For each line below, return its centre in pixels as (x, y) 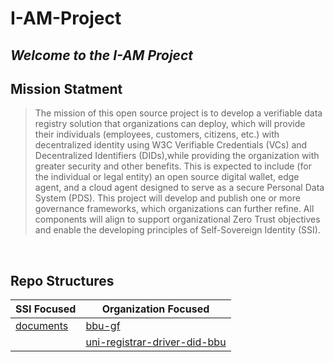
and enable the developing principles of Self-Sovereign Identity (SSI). (177, 230)
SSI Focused (46, 309)
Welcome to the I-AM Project (102, 55)
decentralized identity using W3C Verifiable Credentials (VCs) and (171, 145)
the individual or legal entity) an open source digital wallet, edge (167, 177)
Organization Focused (155, 309)
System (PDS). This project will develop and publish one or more (167, 198)
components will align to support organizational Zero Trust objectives (177, 219)
